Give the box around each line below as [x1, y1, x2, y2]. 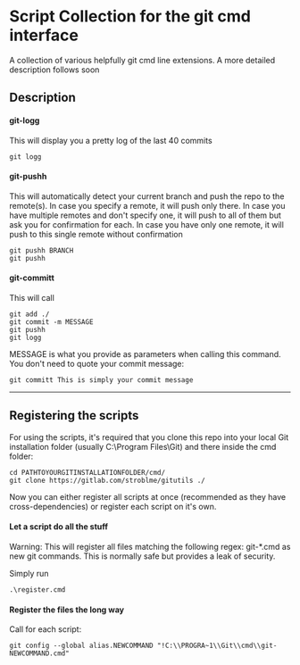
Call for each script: [9, 624, 82, 635]
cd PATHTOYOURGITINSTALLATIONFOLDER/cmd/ [9, 468, 166, 477]
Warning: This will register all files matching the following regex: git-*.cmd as [9, 541, 291, 552]
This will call [9, 292, 55, 303]
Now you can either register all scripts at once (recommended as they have [9, 491, 287, 502]
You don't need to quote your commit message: [9, 358, 185, 369]
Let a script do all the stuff [9, 521, 109, 532]
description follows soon [9, 64, 100, 75]
